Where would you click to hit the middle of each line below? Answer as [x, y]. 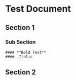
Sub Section [21, 42]
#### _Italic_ [20, 57]
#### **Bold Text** [26, 52]
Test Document [38, 9]
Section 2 [21, 72]
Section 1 [20, 28]
